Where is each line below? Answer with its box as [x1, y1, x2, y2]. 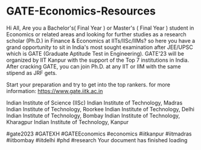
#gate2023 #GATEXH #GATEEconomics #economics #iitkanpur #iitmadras [6, 130, 192, 137]
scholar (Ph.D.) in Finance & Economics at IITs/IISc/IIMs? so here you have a [6, 37, 196, 44]
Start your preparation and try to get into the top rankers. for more [6, 80, 171, 88]
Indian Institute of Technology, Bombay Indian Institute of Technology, [6, 112, 180, 119]
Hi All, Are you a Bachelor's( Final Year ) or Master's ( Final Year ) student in [6, 24, 194, 31]
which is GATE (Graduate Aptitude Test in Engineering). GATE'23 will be [6, 50, 184, 57]
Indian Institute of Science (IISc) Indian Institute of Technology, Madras [6, 99, 183, 106]
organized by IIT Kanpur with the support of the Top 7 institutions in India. [6, 56, 190, 64]
